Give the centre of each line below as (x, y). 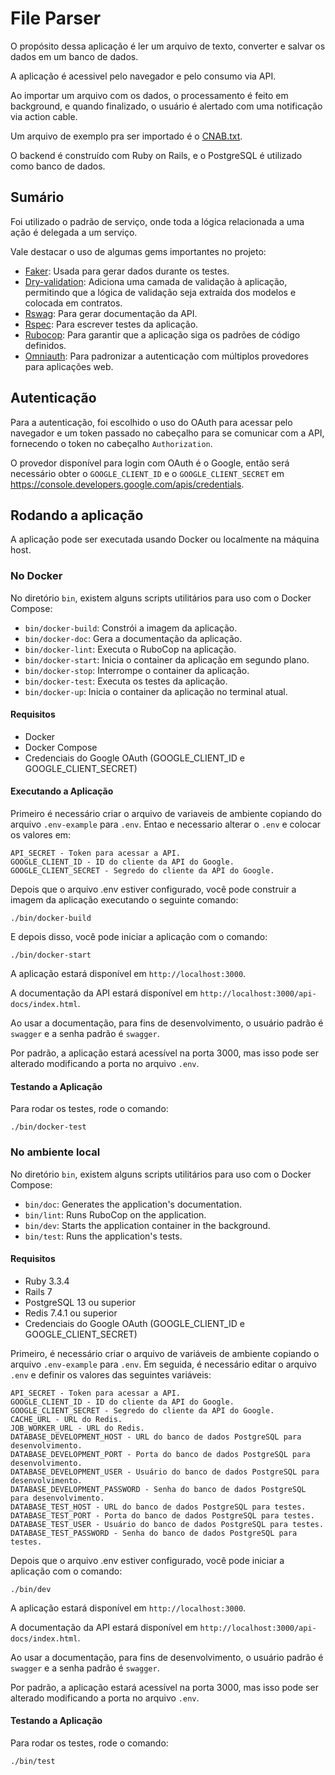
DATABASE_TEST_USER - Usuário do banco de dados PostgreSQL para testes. (167, 1524)
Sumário (37, 197)
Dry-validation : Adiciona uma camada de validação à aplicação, (156, 281)
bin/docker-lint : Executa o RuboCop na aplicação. (130, 649)
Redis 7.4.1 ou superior (71, 1313)
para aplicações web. (69, 366)
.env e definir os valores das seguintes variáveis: (111, 1374)
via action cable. (44, 116)
